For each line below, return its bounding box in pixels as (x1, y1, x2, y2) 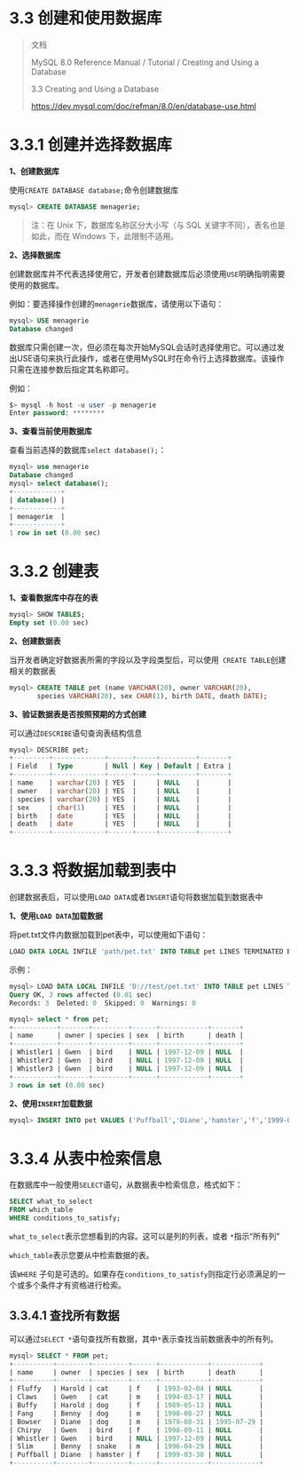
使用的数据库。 (9, 279, 64, 290)
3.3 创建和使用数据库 (9, 8, 162, 28)
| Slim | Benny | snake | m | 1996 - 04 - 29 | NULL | (9, 1442, 264, 1451)
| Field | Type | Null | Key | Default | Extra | (9, 761, 232, 771)
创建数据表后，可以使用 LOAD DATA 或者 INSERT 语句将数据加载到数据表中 (9, 892, 263, 903)
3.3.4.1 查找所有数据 (9, 1308, 120, 1324)
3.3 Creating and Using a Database (30, 84, 160, 94)
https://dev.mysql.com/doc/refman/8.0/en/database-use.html (30, 100, 257, 111)
